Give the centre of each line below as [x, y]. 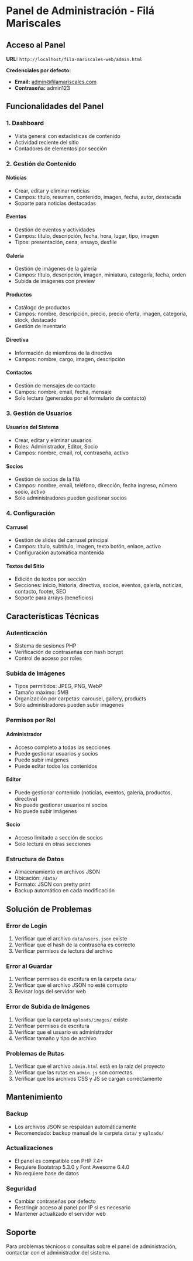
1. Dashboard [25, 123]
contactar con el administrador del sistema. [58, 1252]
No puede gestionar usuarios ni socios [61, 805]
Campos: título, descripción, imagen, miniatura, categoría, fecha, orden [100, 275]
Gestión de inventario [40, 326]
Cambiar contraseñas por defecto [55, 1201]
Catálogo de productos [42, 308]
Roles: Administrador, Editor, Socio [56, 446]
